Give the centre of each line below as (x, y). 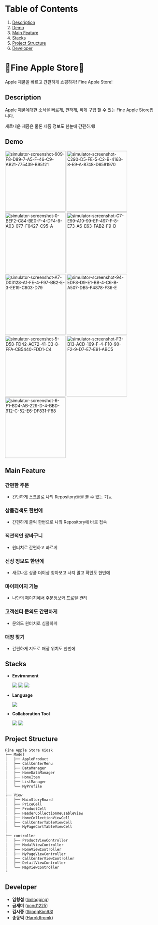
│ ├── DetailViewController (36, 863)
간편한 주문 (17, 485)
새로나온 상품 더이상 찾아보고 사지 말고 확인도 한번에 (61, 573)
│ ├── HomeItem (22, 777)
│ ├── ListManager (26, 782)
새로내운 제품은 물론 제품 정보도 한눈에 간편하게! (50, 126)
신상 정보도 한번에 (25, 561)
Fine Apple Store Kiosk (29, 750)
